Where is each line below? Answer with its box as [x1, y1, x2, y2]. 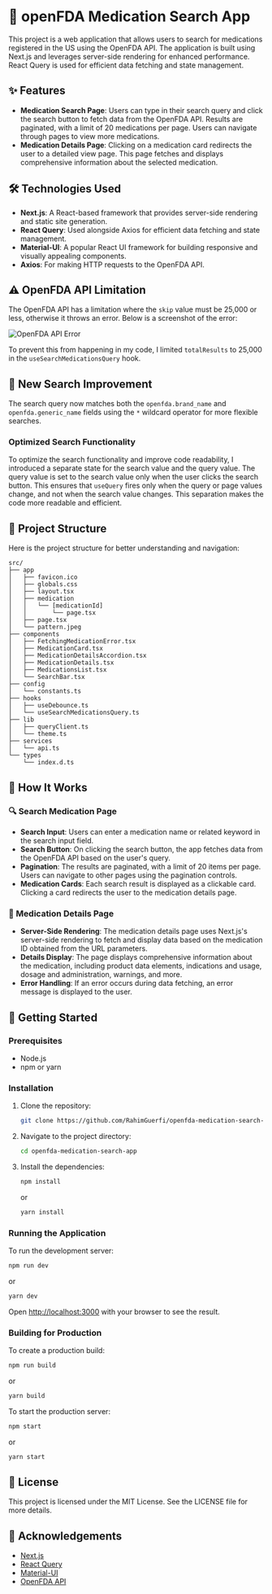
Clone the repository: [19, 1101, 92, 1110]
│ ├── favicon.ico [8, 573, 79, 581]
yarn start [8, 1452, 45, 1460]
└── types [8, 751, 42, 760]
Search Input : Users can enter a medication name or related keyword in [19, 826, 261, 837]
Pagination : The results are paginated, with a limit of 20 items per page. [19, 861, 261, 871]
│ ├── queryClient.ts [8, 723, 89, 731]
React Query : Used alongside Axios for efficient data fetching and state [19, 225, 261, 234]
